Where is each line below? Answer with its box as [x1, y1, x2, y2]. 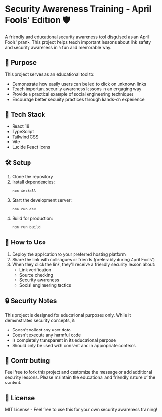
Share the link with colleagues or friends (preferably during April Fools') [12, 256, 155, 262]
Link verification [19, 266, 52, 273]
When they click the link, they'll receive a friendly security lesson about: [12, 261, 156, 267]
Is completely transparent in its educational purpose [12, 337, 116, 343]
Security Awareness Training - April [5, 3, 152, 15]
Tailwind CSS [12, 134, 39, 139]
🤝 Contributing [5, 356, 50, 365]
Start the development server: [12, 197, 72, 203]
